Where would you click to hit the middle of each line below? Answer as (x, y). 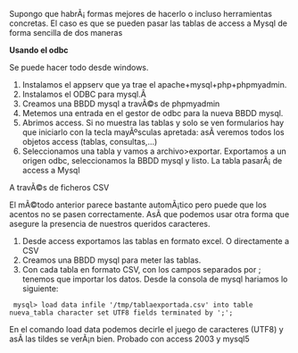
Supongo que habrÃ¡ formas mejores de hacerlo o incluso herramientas (141, 14)
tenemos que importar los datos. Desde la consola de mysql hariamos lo (155, 279)
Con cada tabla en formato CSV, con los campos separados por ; (141, 269)
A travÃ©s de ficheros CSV (59, 187)
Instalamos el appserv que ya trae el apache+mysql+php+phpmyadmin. (154, 84)
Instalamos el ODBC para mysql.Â (84, 94)
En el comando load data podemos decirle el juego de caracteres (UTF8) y (146, 329)
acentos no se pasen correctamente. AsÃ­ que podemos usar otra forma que (149, 214)
